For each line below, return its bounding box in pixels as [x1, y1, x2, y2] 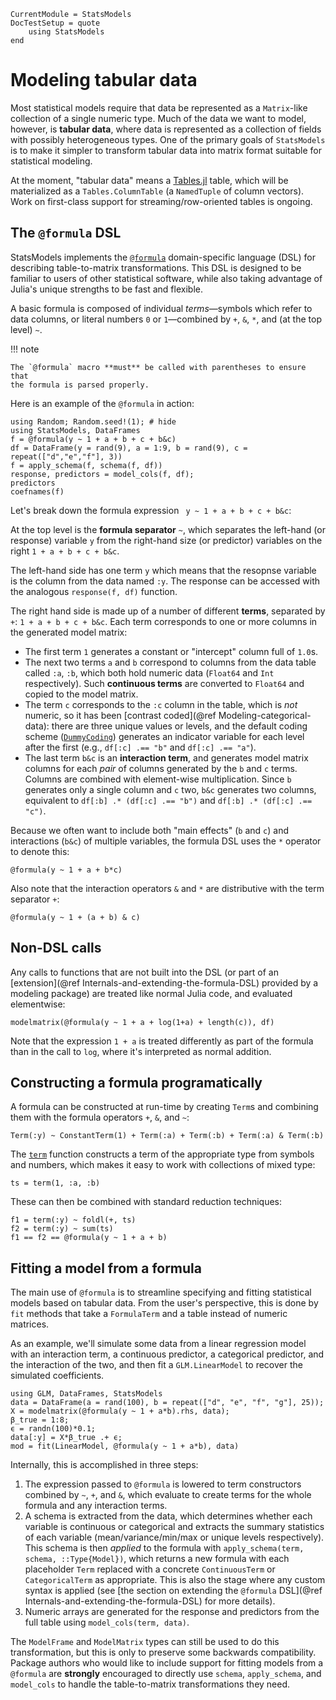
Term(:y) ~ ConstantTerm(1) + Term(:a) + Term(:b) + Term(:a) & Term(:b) [10, 1131, 325, 1141]
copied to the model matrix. [24, 688, 139, 700]
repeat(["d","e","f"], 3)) [10, 451, 123, 462]
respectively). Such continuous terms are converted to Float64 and [24, 677, 305, 689]
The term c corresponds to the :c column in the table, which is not [24, 698, 298, 710]
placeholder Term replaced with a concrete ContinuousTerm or [24, 1563, 276, 1575]
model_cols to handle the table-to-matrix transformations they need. [10, 1678, 291, 1690]
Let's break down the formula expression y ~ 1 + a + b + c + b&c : [10, 504, 292, 516]
